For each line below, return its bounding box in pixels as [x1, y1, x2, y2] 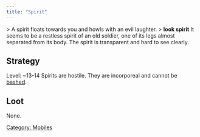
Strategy [6, 56, 40, 67]
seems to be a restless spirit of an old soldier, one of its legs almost [6, 32, 175, 39]
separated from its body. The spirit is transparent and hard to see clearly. [6, 38, 190, 45]
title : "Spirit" [6, 8, 47, 15]
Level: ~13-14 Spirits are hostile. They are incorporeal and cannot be [6, 72, 178, 79]
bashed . [6, 78, 27, 85]
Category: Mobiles [6, 124, 53, 131]
